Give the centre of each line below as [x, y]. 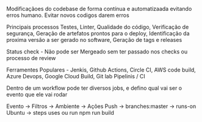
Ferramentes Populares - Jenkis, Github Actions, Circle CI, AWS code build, [101, 70]
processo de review [31, 58]
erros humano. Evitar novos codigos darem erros [68, 15]
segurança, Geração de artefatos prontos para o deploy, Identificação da [98, 33]
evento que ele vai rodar [37, 94]
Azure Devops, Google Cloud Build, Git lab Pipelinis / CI [76, 76]
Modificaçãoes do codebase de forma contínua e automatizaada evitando [99, 9]
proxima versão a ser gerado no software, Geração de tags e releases [94, 40]
